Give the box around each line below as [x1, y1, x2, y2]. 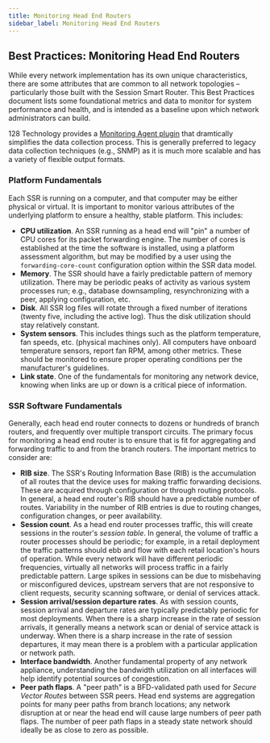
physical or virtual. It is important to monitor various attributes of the [8, 201, 235, 211]
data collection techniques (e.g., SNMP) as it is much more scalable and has [8, 146, 261, 156]
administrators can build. [8, 114, 91, 123]
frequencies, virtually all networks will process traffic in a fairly [19, 562, 229, 572]
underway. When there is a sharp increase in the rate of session [19, 630, 232, 641]
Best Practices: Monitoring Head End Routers [8, 49, 240, 63]
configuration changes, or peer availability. [19, 511, 163, 521]
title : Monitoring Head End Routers [8, 11, 131, 20]
